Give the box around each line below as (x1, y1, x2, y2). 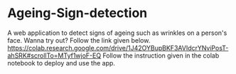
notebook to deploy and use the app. (7, 58, 116, 67)
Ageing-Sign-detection (7, 5, 148, 21)
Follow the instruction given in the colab (102, 51, 220, 60)
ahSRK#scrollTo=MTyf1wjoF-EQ (7, 51, 102, 60)
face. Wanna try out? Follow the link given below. (7, 36, 151, 44)
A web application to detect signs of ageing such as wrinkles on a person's (7, 28, 227, 37)
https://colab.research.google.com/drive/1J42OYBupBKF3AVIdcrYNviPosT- (7, 43, 229, 52)
